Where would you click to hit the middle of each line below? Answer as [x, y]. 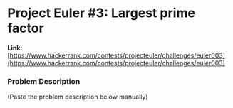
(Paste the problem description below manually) [78, 97]
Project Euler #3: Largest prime [102, 13]
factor [26, 28]
